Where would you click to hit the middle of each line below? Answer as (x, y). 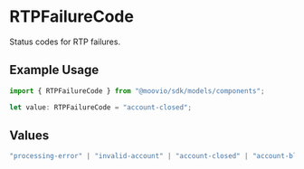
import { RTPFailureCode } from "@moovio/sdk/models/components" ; (137, 91)
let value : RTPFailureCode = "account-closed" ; (101, 107)
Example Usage (54, 70)
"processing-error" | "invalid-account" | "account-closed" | (129, 156)
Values (29, 135)
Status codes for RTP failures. (65, 42)
